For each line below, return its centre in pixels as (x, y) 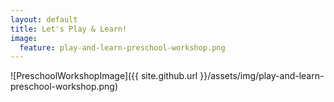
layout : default (44, 19)
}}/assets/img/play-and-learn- (262, 76)
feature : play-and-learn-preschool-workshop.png (122, 47)
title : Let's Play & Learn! (69, 29)
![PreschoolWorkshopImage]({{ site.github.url (104, 76)
